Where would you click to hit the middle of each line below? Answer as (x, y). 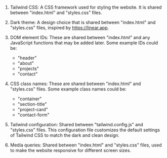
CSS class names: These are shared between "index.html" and (75, 84)
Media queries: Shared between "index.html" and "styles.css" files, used (86, 145)
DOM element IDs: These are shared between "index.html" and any (80, 37)
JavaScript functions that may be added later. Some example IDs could (84, 43)
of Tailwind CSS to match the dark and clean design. (65, 135)
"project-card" (33, 109)
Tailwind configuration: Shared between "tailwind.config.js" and (76, 125)
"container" (30, 99)
